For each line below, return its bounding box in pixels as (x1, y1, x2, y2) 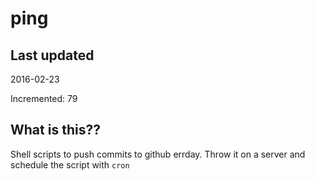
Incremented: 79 (10, 93, 78, 104)
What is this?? (10, 122, 101, 139)
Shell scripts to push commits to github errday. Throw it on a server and (10, 148, 306, 160)
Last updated (10, 47, 95, 64)
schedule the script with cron (10, 158, 130, 171)
